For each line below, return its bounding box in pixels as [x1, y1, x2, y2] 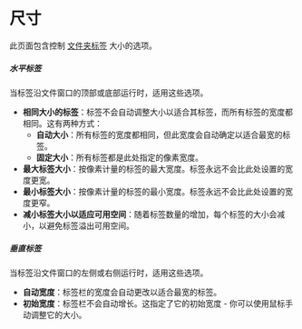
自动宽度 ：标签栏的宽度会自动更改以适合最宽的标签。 [22, 286, 222, 297]
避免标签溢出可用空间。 [46, 220, 134, 231]
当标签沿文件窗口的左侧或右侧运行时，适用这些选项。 [9, 267, 209, 278]
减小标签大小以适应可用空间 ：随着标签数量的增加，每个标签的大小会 [22, 208, 278, 219]
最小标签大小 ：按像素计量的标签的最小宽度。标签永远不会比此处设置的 [22, 185, 286, 196]
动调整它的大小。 [22, 309, 87, 320]
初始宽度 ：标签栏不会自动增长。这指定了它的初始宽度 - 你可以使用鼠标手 [22, 297, 294, 309]
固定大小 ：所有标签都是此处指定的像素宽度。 [35, 152, 204, 163]
